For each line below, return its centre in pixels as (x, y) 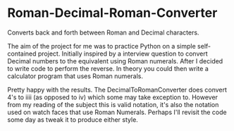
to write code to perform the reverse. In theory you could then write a (108, 68)
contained (22, 54)
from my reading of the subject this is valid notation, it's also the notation (113, 104)
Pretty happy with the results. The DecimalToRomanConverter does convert (117, 89)
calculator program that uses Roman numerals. (75, 76)
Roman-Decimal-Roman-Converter (112, 13)
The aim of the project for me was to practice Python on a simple (101, 46)
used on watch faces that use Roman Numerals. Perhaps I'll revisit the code (117, 112)
